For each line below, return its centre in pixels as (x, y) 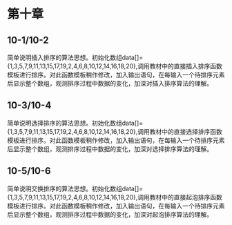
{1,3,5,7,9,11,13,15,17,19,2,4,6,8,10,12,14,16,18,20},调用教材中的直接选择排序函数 (115, 131)
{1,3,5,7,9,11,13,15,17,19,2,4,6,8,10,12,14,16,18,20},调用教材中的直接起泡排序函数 (115, 197)
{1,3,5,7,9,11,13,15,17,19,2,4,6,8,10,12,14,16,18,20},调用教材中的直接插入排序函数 (115, 66)
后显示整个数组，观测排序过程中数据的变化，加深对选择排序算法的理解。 (110, 148)
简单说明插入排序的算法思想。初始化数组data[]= (75, 57)
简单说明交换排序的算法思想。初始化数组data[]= (75, 188)
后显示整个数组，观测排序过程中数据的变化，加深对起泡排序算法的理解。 (110, 214)
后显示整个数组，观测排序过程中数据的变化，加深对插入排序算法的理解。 (110, 83)
